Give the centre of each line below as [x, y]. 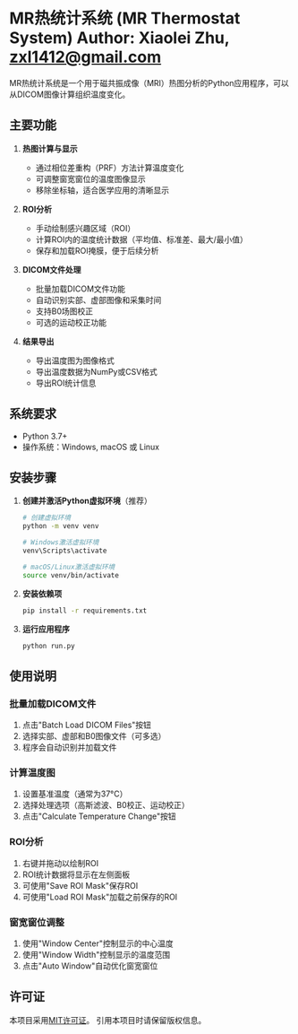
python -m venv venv [60, 526]
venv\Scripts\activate [64, 551]
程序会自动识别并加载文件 [69, 747]
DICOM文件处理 [52, 269]
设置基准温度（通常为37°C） [75, 794]
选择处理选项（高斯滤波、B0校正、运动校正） [106, 805]
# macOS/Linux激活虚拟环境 [68, 567]
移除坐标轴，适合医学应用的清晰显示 [102, 190]
